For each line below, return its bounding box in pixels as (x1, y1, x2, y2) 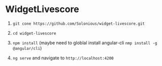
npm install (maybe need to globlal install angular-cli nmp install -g (12, 39, 157, 46)
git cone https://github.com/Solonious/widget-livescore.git (12, 21, 145, 26)
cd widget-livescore (12, 31, 56, 36)
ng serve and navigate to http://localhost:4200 (12, 54, 114, 61)
